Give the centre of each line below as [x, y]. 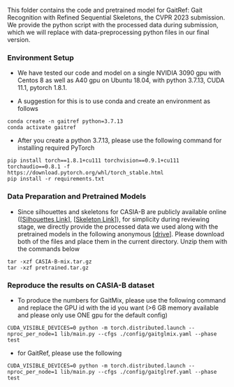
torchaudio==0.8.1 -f [39, 167]
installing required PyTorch [56, 148]
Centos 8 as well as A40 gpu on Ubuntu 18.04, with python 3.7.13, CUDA [121, 80]
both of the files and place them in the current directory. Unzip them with [122, 241]
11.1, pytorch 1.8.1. [42, 88]
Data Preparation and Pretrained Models [77, 197]
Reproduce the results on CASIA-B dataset [81, 285]
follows [28, 109]
